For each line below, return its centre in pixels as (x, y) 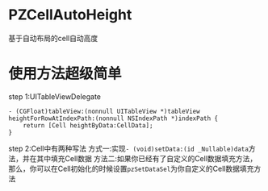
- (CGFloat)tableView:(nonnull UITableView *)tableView (104, 111)
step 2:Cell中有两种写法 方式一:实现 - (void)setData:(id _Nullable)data (128, 148)
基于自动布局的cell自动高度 (53, 38)
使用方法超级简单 (65, 74)
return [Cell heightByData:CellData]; (88, 125)
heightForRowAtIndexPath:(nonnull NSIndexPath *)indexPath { (113, 118)
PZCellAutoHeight (70, 15)
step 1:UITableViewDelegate (54, 96)
